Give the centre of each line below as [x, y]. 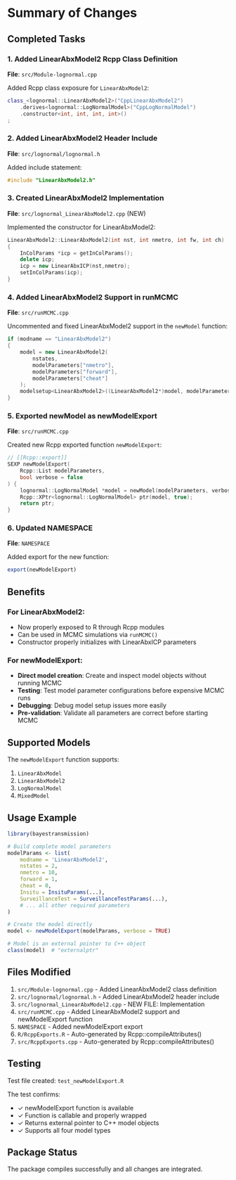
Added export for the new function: [58, 557]
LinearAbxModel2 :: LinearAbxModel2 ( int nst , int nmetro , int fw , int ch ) [116, 240]
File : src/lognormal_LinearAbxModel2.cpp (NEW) [77, 213]
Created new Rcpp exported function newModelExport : [85, 445]
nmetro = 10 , [39, 873]
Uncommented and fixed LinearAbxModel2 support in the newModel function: [118, 326]
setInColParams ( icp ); [51, 273]
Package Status [42, 1152]
